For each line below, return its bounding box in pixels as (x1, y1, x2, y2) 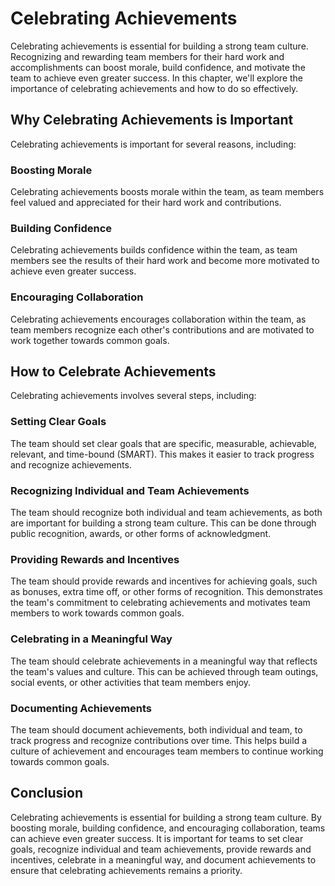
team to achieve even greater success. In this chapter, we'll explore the (10, 72, 304, 84)
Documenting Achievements (10, 701, 153, 715)
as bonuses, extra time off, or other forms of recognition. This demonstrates (10, 586, 323, 598)
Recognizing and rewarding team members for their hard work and (10, 50, 285, 62)
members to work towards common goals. (10, 607, 185, 619)
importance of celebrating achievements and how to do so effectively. (10, 82, 299, 94)
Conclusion (10, 785, 84, 802)
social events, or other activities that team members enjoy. (10, 676, 252, 688)
